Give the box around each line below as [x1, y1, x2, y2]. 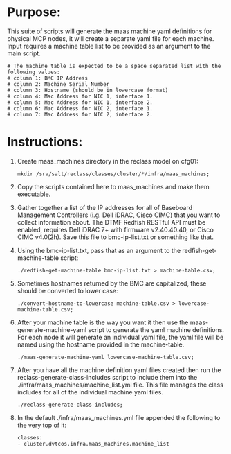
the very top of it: [17, 421, 67, 429]
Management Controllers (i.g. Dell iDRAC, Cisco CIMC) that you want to [17, 211, 221, 219]
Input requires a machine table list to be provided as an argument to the [7, 42, 211, 50]
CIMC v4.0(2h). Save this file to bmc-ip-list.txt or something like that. [17, 233, 214, 241]
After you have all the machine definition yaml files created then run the [17, 365, 221, 374]
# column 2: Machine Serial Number [7, 80, 110, 87]
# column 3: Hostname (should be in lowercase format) [7, 87, 169, 94]
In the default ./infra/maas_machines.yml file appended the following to [17, 413, 221, 421]
